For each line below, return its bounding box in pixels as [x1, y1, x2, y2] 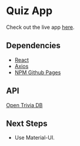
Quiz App [6, 4, 53, 18]
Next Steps [6, 118, 48, 128]
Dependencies [6, 41, 61, 51]
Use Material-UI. [14, 134, 55, 141]
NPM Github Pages [14, 69, 61, 76]
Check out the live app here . [6, 24, 75, 31]
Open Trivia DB [6, 101, 43, 108]
